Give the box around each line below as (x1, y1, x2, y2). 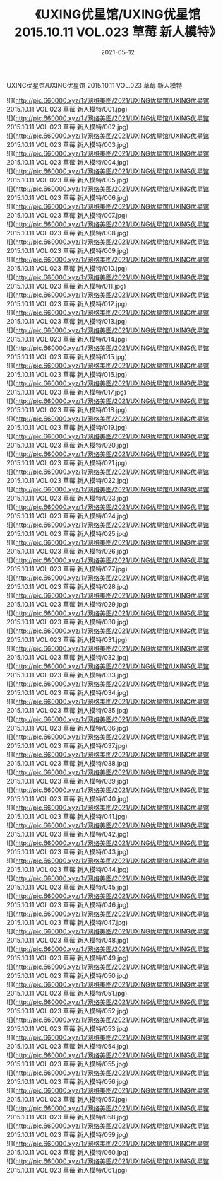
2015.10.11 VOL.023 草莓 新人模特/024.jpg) (6, 511, 128, 520)
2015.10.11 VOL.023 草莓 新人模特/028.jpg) (6, 582, 128, 590)
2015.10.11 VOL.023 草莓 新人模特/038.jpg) (6, 759, 129, 767)
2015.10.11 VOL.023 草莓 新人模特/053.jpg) (6, 1024, 128, 1032)
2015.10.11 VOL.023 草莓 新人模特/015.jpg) (6, 352, 128, 361)
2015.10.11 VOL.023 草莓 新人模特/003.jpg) (6, 140, 129, 149)
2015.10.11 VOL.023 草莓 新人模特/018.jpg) (6, 405, 128, 414)
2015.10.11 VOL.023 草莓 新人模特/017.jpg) (6, 388, 126, 396)
